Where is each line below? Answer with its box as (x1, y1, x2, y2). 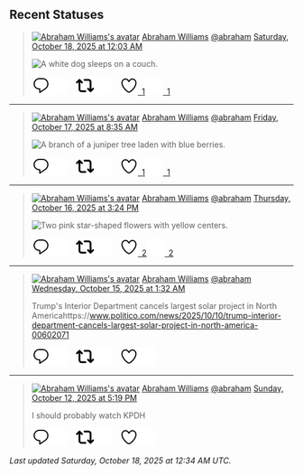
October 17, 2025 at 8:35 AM (31, 121, 138, 132)
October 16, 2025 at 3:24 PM (31, 202, 140, 213)
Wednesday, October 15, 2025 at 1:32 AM (31, 283, 186, 293)
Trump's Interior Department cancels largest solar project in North (31, 300, 278, 311)
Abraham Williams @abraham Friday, (141, 112, 280, 123)
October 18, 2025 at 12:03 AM (31, 41, 142, 51)
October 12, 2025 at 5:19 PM (31, 392, 138, 403)
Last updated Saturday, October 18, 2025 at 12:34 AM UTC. (9, 455, 232, 466)
